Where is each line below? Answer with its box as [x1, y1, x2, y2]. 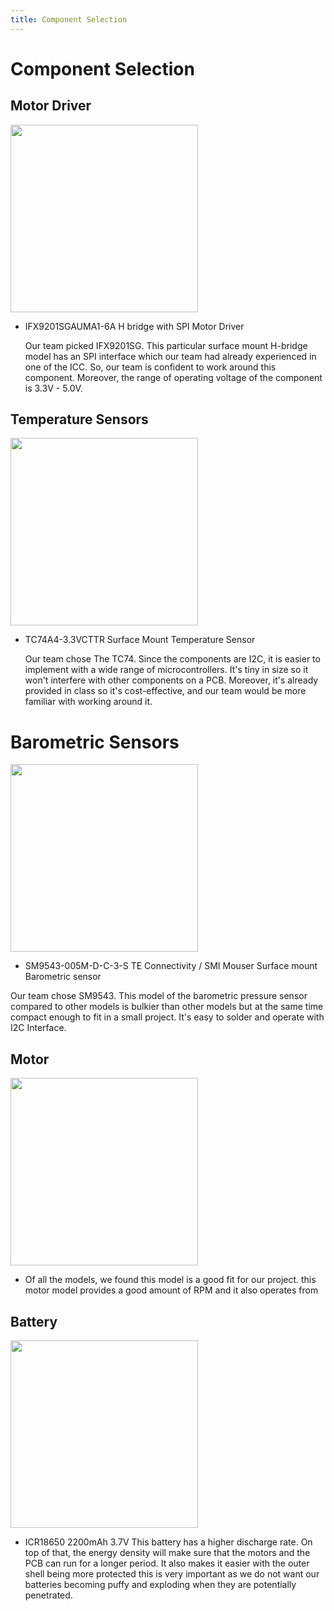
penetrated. [24, 1589, 73, 1601]
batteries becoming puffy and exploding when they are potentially [24, 1579, 297, 1590]
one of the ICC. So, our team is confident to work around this [24, 361, 277, 373]
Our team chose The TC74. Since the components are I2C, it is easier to [24, 653, 321, 665]
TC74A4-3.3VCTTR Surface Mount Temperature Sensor [24, 634, 256, 646]
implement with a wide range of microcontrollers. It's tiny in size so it [24, 664, 309, 676]
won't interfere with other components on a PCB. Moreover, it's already [24, 674, 319, 686]
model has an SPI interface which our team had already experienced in [24, 350, 317, 362]
